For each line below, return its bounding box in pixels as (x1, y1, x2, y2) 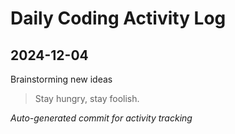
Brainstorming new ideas (10, 73, 113, 85)
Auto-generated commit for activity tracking (10, 112, 193, 124)
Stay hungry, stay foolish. (34, 93, 140, 104)
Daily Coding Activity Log (10, 7, 227, 30)
